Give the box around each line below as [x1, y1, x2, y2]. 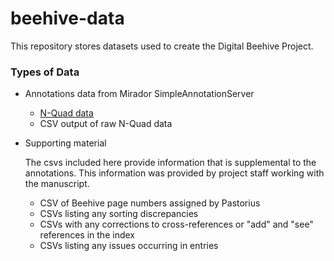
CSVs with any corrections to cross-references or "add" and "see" [39, 218, 314, 231]
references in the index [39, 229, 135, 241]
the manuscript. [24, 178, 90, 190]
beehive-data [10, 7, 125, 30]
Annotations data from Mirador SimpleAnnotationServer [24, 88, 255, 100]
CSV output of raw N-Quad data [39, 118, 173, 130]
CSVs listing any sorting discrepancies [39, 208, 199, 220]
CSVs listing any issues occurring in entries [39, 240, 219, 252]
